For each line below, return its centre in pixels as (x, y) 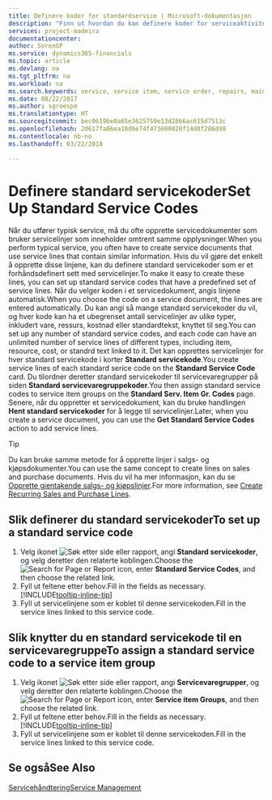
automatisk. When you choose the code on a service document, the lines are (136, 300)
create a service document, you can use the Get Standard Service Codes (132, 420)
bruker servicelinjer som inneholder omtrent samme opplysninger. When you (135, 239)
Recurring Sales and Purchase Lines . (70, 494)
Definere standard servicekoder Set (130, 191)
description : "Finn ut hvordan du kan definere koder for (108, 23)
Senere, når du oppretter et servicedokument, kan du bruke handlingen (127, 402)
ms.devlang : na (34, 69)
